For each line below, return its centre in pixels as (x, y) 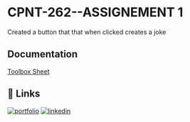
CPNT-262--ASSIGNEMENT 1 (95, 12)
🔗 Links (24, 94)
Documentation (43, 54)
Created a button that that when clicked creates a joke (87, 32)
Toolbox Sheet (28, 71)
